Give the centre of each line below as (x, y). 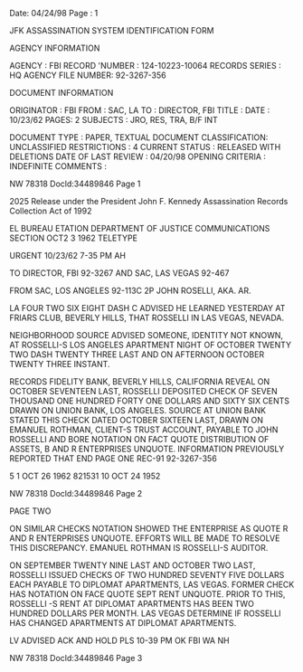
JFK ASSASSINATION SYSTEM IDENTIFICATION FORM (112, 30)
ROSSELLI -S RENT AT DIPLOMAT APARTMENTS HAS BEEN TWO (132, 604)
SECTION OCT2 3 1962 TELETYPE (74, 238)
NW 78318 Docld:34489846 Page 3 (76, 658)
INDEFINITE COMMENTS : (58, 166)
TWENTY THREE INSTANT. (60, 364)
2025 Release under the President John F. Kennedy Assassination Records (149, 201)
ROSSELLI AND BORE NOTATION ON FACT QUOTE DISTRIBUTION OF (139, 439)
